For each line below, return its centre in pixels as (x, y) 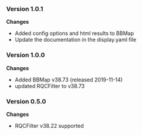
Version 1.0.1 (25, 9)
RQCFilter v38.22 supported (49, 125)
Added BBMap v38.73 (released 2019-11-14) (69, 80)
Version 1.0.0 (26, 55)
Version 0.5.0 (26, 101)
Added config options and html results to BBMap (74, 33)
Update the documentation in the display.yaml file (75, 40)
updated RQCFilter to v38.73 (50, 86)
